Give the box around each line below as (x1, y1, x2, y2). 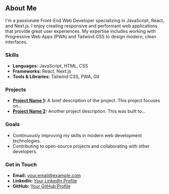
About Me (5, 4, 37, 13)
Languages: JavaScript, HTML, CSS (12, 63, 88, 69)
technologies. (12, 138, 41, 144)
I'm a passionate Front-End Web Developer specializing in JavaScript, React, (5, 17, 164, 23)
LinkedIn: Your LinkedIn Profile (12, 178, 77, 183)
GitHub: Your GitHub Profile (12, 183, 71, 189)
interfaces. (5, 39, 28, 45)
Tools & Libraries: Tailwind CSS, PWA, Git (12, 74, 99, 80)
